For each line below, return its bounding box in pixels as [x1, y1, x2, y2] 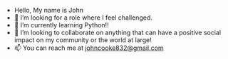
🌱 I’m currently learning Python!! [14, 21, 109, 29]
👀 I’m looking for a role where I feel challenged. [14, 13, 153, 22]
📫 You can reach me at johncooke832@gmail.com [14, 44, 164, 52]
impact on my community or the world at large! [14, 36, 152, 44]
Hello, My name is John [14, 6, 84, 14]
